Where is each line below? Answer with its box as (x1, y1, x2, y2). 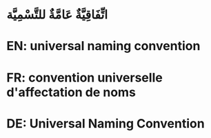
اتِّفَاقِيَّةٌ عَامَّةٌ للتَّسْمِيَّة (6, 7, 108, 23)
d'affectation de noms (6, 84, 136, 100)
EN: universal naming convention (6, 38, 201, 54)
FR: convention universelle (6, 69, 163, 85)
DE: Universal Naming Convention (6, 115, 205, 131)
